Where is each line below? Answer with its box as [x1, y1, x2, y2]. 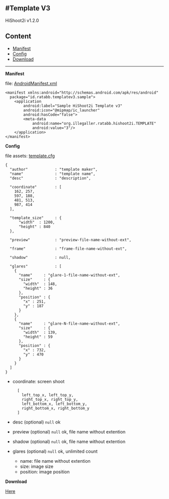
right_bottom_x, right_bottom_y [22, 405, 90, 411]
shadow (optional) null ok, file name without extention [12, 438, 126, 445]
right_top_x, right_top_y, [22, 397, 78, 402]
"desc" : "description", [10, 176, 92, 181]
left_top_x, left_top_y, [22, 392, 74, 397]
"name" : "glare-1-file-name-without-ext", [18, 272, 121, 277]
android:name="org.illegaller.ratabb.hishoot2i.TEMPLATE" [32, 121, 156, 126]
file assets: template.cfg [5, 153, 55, 159]
